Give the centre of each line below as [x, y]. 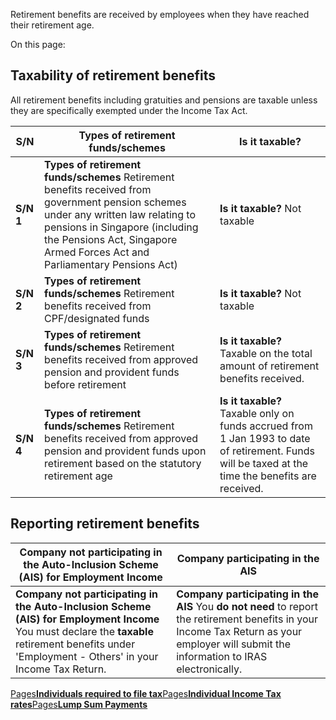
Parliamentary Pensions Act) [111, 264]
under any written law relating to [120, 214]
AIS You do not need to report [247, 606]
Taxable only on [257, 413]
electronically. [209, 669]
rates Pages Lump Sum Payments [79, 704]
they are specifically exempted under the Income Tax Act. [129, 110]
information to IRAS [222, 656]
